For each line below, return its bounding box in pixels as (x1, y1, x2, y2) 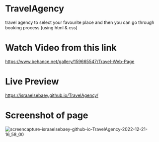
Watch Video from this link (5, 42, 117, 54)
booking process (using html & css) (5, 24, 78, 30)
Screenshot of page (5, 110, 88, 121)
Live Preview (5, 76, 59, 87)
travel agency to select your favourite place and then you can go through (5, 19, 155, 25)
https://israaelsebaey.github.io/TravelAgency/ (5, 92, 98, 98)
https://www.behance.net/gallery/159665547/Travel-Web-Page (5, 58, 135, 65)
